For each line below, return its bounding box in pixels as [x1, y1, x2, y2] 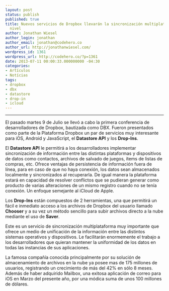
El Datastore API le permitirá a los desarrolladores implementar [5, 145, 136, 151]
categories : [5, 63, 30, 68]
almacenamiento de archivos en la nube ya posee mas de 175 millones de [5, 260, 157, 266]
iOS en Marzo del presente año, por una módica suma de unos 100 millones [5, 276, 162, 282]
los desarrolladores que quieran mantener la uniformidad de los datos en [5, 239, 156, 245]
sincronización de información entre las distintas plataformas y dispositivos [5, 150, 161, 156]
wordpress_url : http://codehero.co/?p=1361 [5, 54, 98, 59]
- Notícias [5, 73, 28, 78]
